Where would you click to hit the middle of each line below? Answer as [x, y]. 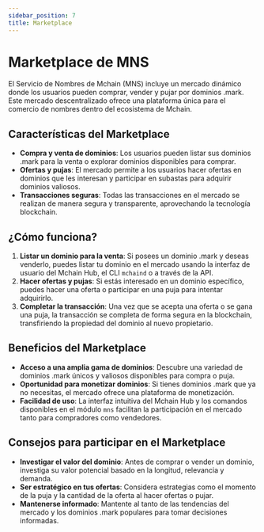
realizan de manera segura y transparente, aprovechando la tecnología [135, 203]
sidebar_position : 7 [42, 15]
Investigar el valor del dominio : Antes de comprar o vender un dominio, [137, 462]
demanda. [36, 478]
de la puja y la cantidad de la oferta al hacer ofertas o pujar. [117, 495]
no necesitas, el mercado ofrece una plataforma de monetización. [127, 392]
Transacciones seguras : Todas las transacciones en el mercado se [130, 196]
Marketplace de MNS [79, 62]
